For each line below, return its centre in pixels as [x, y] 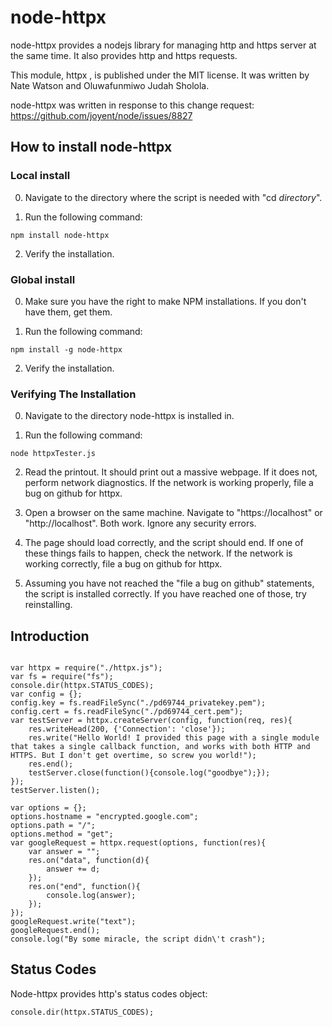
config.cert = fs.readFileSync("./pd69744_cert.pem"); [127, 712]
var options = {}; [48, 808]
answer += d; [73, 869]
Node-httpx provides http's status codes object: [109, 993]
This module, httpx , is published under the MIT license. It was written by [160, 75]
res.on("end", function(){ [84, 887]
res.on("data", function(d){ [89, 861]
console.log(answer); [91, 896]
